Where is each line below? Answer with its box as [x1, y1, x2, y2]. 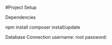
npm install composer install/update [5, 24, 80, 30]
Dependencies [5, 14, 36, 20]
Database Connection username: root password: [5, 34, 107, 40]
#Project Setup [5, 5, 37, 10]
